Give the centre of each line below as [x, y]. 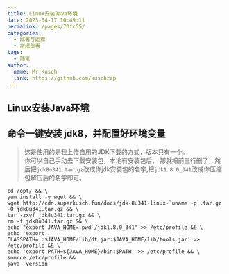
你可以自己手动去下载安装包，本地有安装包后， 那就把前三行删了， [119, 160]
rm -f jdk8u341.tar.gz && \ [48, 221]
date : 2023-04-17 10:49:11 [46, 20]
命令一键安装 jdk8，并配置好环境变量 [86, 134]
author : [18, 65]
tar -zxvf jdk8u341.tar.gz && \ [54, 215]
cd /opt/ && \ [28, 191]
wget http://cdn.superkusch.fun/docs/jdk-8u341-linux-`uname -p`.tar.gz [114, 203]
